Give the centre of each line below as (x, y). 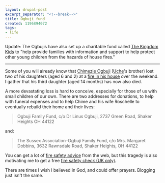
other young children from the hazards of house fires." (60, 57)
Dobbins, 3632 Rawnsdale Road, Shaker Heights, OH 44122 (78, 146)
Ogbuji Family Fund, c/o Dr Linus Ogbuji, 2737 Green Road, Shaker (84, 116)
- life (12, 32)
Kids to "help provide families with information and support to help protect (80, 52)
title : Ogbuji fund (25, 19)
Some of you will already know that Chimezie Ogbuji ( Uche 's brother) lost (79, 71)
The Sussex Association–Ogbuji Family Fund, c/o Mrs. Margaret (81, 140)
